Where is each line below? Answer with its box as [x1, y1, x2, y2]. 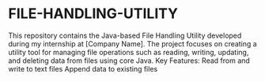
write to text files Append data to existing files [8, 64, 158, 73]
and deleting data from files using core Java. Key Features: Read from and [8, 56, 251, 65]
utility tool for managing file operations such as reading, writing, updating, [8, 47, 249, 57]
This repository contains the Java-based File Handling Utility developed [8, 31, 242, 40]
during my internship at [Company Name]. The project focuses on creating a [8, 39, 257, 48]
